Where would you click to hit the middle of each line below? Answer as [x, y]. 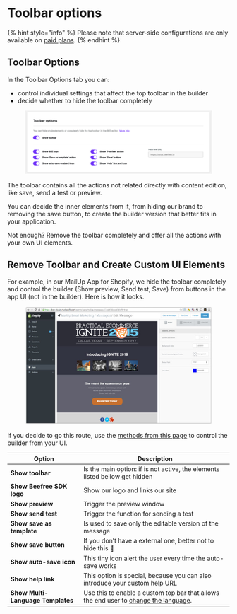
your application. [32, 221]
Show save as [31, 523]
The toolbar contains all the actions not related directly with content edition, [117, 185]
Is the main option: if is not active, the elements [152, 469]
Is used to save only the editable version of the [151, 523]
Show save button [37, 544]
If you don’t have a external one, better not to [149, 541]
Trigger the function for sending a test [139, 514]
